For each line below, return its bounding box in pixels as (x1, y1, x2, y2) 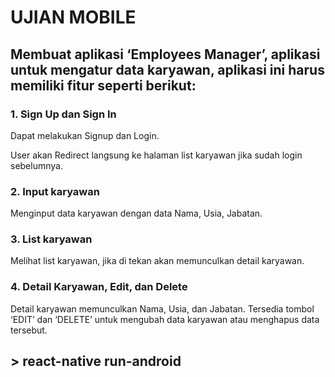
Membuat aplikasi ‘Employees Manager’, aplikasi (10, 46, 321, 63)
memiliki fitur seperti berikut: (10, 77, 197, 94)
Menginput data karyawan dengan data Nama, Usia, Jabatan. (10, 207, 263, 220)
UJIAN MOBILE (10, 6, 137, 29)
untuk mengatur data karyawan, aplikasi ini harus (10, 61, 325, 78)
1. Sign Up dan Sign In (10, 107, 117, 121)
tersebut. (10, 324, 48, 336)
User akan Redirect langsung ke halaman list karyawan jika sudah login (10, 149, 303, 161)
